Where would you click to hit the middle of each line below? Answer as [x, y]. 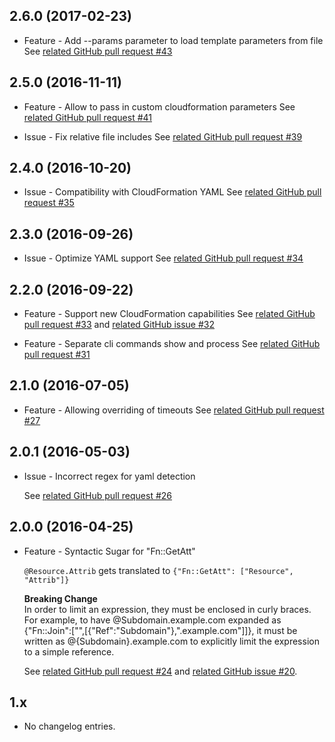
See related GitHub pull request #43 [98, 51]
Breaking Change [60, 598]
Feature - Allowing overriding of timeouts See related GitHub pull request [174, 410]
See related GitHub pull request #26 [97, 495]
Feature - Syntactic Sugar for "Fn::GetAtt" [109, 551]
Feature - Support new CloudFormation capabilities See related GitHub [169, 314]
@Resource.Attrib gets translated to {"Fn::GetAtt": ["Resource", [158, 570]
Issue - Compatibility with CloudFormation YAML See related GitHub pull [172, 192]
